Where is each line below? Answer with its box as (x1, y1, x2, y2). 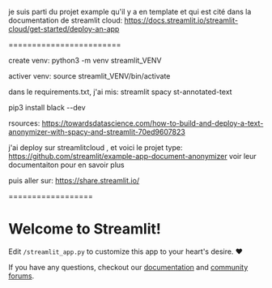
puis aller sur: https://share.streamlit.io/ (8, 176, 140, 185)
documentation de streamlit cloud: (8, 15, 123, 25)
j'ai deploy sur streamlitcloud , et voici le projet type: (8, 143, 183, 153)
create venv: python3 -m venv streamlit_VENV (8, 56, 162, 65)
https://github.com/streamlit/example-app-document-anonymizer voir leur (8, 152, 257, 161)
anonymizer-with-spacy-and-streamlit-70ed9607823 (8, 127, 186, 136)
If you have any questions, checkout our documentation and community (8, 262, 249, 272)
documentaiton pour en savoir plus (8, 160, 125, 170)
